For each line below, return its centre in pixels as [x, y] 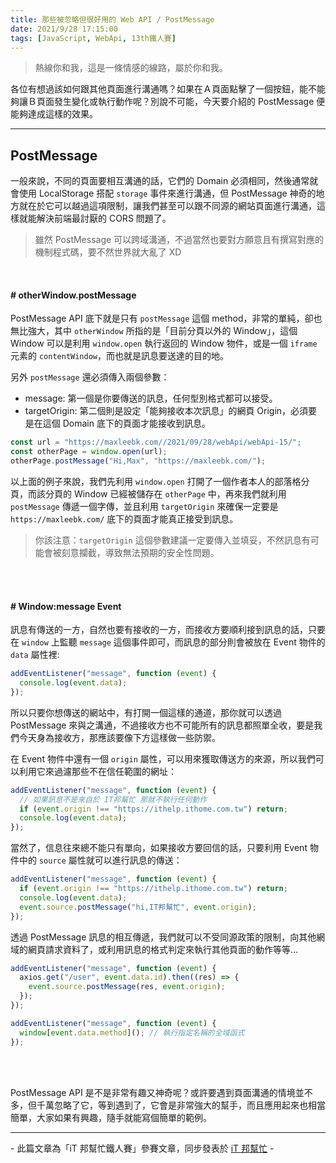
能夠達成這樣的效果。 [54, 114]
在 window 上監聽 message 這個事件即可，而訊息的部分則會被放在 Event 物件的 [168, 642]
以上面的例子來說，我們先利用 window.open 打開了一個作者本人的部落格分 [160, 482]
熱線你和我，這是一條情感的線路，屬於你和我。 [131, 68]
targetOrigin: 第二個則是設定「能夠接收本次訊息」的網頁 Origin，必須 [166, 411]
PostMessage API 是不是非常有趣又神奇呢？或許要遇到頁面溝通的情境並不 [161, 1092]
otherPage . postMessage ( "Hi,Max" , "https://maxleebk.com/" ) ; [138, 461]
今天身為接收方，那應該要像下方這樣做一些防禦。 [119, 737]
